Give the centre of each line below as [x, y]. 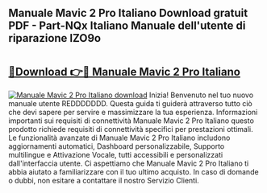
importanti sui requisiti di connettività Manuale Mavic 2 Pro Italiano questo [131, 121]
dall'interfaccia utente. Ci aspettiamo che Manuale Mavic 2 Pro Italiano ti [129, 163]
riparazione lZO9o [55, 38]
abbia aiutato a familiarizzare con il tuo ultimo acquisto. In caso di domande [134, 172]
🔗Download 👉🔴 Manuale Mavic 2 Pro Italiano [124, 72]
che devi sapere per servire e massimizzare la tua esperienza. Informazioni [133, 112]
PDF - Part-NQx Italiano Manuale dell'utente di [127, 26]
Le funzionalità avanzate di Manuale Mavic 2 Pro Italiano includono [119, 138]
